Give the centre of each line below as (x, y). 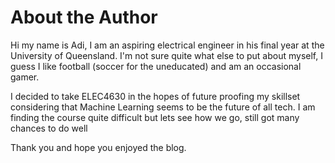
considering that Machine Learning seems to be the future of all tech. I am (163, 107)
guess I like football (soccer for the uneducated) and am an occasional (156, 66)
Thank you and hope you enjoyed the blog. (98, 147)
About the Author (84, 17)
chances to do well (49, 128)
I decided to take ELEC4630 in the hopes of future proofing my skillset (155, 96)
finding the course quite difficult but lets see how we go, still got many (155, 117)
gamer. (25, 77)
